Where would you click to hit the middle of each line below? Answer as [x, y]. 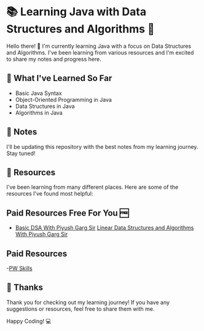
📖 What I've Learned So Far [59, 78]
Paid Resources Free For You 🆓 [68, 213]
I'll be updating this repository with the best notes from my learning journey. [102, 146]
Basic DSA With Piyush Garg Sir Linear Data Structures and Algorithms [104, 228]
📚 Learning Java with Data [76, 12]
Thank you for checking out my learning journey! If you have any [88, 302]
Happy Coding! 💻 [29, 321]
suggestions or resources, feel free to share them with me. [80, 309]
